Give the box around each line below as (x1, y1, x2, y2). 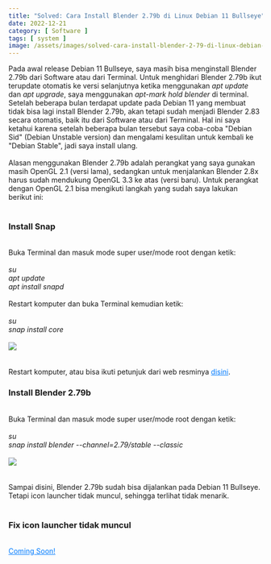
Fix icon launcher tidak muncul (8, 519, 131, 530)
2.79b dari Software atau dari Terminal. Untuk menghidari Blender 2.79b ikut (8, 73, 262, 82)
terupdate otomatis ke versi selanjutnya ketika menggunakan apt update (8, 81, 248, 91)
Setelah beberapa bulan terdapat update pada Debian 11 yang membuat (8, 98, 246, 108)
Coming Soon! (8, 546, 56, 556)
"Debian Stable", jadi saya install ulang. (8, 141, 139, 151)
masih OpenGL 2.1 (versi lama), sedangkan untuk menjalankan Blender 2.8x (8, 167, 259, 176)
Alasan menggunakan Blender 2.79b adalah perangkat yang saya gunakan (8, 158, 256, 168)
